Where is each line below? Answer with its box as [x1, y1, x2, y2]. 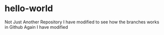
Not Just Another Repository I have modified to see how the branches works [4, 19, 160, 25]
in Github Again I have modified [4, 24, 68, 30]
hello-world [4, 3, 54, 14]
